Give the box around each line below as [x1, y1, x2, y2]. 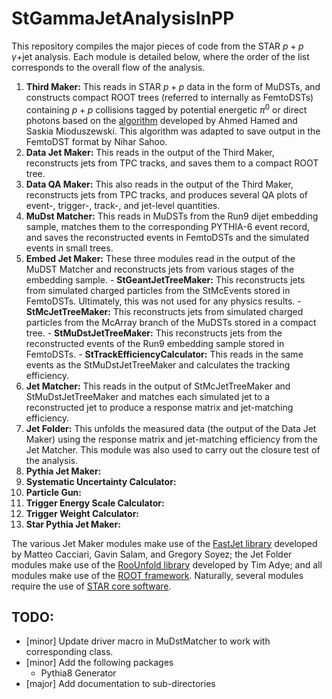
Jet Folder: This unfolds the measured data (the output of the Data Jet [25, 422, 317, 434]
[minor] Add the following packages [25, 657, 174, 669]
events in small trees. [25, 242, 114, 254]
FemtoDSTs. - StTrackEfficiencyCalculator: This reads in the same [25, 348, 304, 360]
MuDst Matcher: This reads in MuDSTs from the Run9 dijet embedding [25, 210, 319, 222]
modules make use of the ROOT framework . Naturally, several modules [11, 569, 304, 581]
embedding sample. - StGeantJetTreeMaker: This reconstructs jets [25, 273, 306, 286]
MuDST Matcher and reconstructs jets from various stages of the [25, 263, 295, 275]
